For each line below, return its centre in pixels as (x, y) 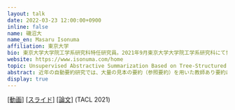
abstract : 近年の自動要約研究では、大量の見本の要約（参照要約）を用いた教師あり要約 (116, 72)
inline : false (28, 27)
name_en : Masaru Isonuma (43, 40)
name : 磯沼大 (24, 33)
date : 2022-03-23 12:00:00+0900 (54, 20)
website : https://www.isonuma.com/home (65, 60)
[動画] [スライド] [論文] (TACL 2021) (59, 99)
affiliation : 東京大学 (38, 46)
